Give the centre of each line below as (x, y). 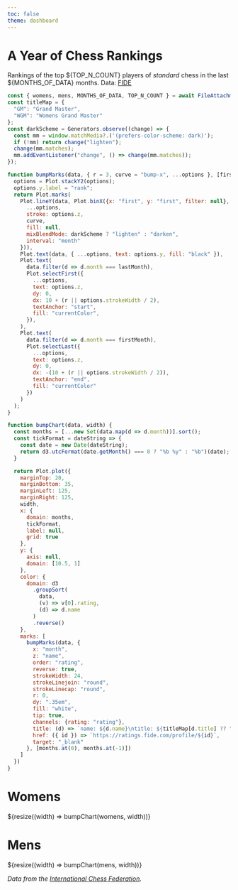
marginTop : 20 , (42, 478)
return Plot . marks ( (42, 195)
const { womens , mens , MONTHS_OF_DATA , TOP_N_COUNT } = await (101, 96)
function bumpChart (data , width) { (60, 425)
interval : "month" (53, 241)
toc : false (23, 14)
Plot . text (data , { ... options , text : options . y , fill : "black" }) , (122, 254)
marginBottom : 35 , (47, 484)
